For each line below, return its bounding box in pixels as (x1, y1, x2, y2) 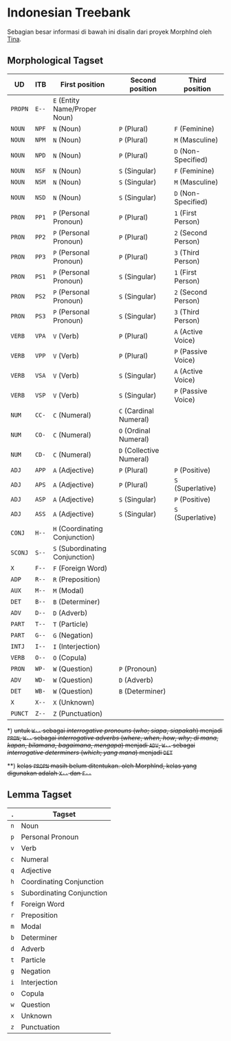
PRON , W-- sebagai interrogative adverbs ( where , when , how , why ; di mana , (7, 733, 219, 742)
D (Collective (119, 445, 159, 455)
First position (60, 79, 105, 89)
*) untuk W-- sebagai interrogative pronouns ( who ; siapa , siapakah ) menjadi (7, 726, 223, 734)
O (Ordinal (119, 425, 151, 435)
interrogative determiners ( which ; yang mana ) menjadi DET (7, 748, 173, 756)
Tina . (7, 34, 22, 43)
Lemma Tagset (7, 789, 72, 801)
